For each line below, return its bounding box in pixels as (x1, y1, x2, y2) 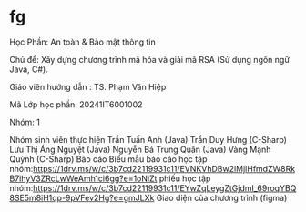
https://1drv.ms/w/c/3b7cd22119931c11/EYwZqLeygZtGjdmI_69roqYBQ (33, 182, 297, 193)
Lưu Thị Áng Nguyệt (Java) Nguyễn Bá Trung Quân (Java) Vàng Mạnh (9, 144, 271, 155)
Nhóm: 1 (9, 116, 41, 127)
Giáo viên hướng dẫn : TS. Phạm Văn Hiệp (9, 81, 167, 92)
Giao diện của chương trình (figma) (156, 192, 288, 203)
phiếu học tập (158, 173, 211, 184)
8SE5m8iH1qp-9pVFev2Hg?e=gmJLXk (9, 192, 155, 203)
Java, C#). (9, 64, 48, 75)
